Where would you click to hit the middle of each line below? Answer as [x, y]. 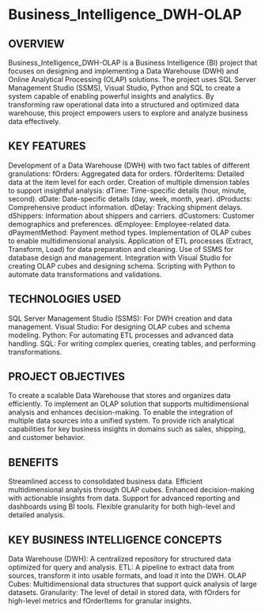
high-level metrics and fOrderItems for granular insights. [100, 601]
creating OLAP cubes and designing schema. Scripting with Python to [122, 265]
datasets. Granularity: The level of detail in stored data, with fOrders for [125, 592]
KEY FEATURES [47, 147]
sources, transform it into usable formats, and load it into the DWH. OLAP [127, 576]
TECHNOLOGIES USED [64, 299]
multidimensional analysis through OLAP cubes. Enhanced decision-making [131, 490]
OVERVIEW [36, 44]
